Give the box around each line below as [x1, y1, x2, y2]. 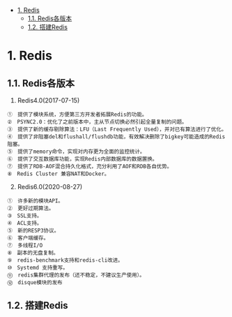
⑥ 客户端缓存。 [7, 235, 49, 242]
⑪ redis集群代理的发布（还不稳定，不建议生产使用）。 [7, 272, 145, 279]
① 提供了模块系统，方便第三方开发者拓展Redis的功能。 [7, 111, 148, 118]
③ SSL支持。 [7, 212, 42, 219]
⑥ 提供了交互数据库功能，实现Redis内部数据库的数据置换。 [7, 156, 158, 163]
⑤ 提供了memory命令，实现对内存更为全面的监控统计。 [7, 148, 146, 155]
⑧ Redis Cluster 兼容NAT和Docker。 [7, 170, 110, 177]
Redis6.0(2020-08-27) [17, 183, 83, 191]
